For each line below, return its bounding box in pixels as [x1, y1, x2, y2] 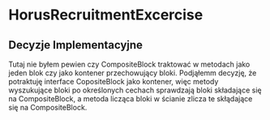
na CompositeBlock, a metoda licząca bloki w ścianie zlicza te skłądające [8, 94, 253, 103]
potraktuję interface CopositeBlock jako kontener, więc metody [8, 77, 219, 86]
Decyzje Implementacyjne [8, 38, 144, 52]
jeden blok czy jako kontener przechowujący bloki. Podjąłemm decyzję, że [8, 68, 257, 78]
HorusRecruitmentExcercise [8, 6, 204, 24]
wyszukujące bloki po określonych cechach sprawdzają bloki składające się [8, 85, 262, 95]
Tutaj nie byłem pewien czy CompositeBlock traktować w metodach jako [8, 59, 251, 69]
